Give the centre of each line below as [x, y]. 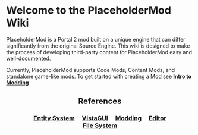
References [100, 101]
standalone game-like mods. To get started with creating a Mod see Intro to [99, 76]
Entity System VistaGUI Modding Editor [100, 118]
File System [100, 125]
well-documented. [29, 58]
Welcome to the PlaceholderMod [89, 10]
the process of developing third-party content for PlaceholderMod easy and [99, 52]
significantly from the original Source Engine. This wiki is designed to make [98, 46]
